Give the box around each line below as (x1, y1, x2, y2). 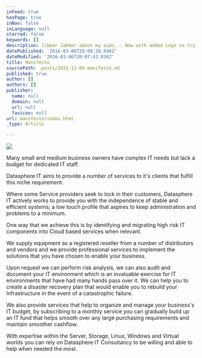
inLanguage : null (6, 25, 50, 32)
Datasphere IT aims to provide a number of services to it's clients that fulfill (6, 173, 193, 180)
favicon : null (11, 110, 47, 116)
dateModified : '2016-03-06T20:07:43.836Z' (6, 54, 115, 60)
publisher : (6, 88, 34, 94)
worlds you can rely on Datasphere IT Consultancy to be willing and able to (6, 339, 193, 346)
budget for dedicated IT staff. (6, 161, 80, 168)
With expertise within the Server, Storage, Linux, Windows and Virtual (6, 333, 179, 340)
